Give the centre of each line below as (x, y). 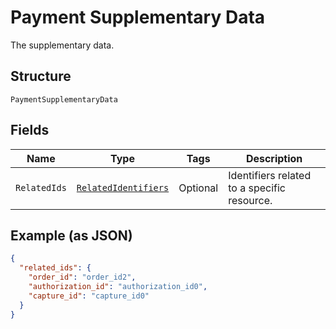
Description (274, 158)
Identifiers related (270, 175)
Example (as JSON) (71, 235)
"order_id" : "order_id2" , (82, 277)
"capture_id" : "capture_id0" (89, 296)
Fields (30, 130)
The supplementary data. (62, 45)
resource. (250, 200)
